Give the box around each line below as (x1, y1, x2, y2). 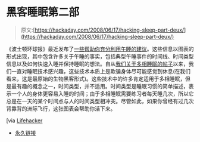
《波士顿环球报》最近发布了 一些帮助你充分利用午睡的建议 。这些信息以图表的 (6, 45, 194, 53)
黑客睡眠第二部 (6, 5, 80, 19)
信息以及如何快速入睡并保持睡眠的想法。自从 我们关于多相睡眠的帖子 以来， (6, 60, 189, 67)
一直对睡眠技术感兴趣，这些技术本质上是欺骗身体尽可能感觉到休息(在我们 (11, 67, 191, 75)
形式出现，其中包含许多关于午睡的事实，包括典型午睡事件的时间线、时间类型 (6, 53, 194, 60)
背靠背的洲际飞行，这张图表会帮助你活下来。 (6, 105, 116, 112)
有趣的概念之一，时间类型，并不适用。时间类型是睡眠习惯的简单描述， (16, 82, 189, 89)
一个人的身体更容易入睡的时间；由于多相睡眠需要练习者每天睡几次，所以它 (11, 90, 194, 97)
